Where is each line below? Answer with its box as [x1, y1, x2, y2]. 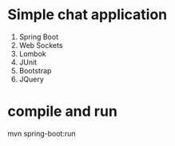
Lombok [18, 49, 47, 58]
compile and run [7, 102, 117, 120]
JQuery [18, 74, 45, 84]
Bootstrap [18, 65, 52, 75]
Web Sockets [18, 40, 63, 49]
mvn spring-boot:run [7, 128, 76, 138]
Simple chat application [7, 6, 168, 24]
